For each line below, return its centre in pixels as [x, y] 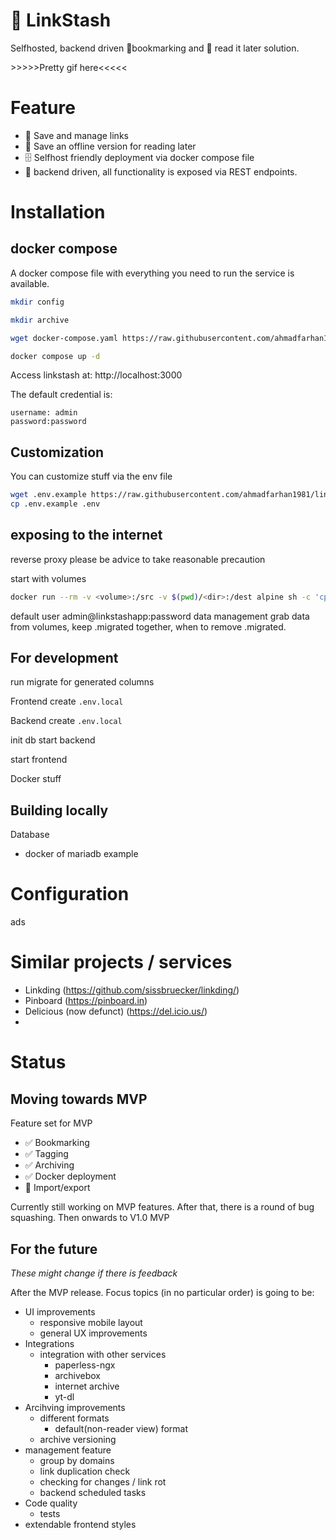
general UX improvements [93, 1333]
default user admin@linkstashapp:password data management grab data [160, 616]
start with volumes [48, 578]
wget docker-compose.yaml [64, 338]
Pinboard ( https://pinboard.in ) [86, 1001]
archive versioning [78, 1439]
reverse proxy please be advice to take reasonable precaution [138, 559]
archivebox [78, 1375]
